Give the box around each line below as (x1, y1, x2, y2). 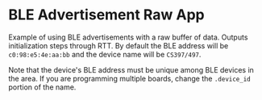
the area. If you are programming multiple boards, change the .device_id (8, 73, 252, 83)
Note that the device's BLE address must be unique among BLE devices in (8, 65, 254, 74)
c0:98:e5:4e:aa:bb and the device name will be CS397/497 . (8, 49, 202, 59)
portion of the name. (8, 82, 77, 92)
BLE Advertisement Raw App (8, 6, 206, 24)
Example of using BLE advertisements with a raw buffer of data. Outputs (8, 32, 248, 42)
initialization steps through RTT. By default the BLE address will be (8, 40, 229, 50)
